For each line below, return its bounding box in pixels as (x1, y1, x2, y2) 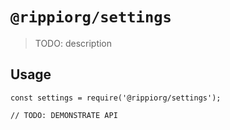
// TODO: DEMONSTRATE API (10, 110, 118, 120)
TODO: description (34, 37, 113, 49)
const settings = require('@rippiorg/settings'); (10, 93, 222, 103)
